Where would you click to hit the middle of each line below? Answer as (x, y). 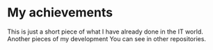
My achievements (60, 13)
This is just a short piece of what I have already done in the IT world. (105, 32)
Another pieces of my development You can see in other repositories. (107, 38)
